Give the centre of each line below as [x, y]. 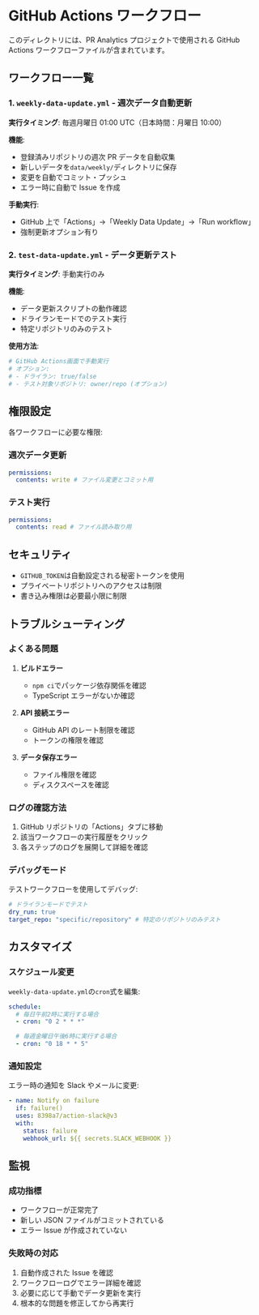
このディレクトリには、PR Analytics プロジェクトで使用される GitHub [124, 40]
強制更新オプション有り [59, 232]
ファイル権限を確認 [64, 774]
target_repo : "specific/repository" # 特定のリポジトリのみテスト [115, 920]
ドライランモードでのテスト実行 [73, 318]
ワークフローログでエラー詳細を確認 [81, 1283]
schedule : [25, 1007]
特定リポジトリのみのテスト [66, 328]
